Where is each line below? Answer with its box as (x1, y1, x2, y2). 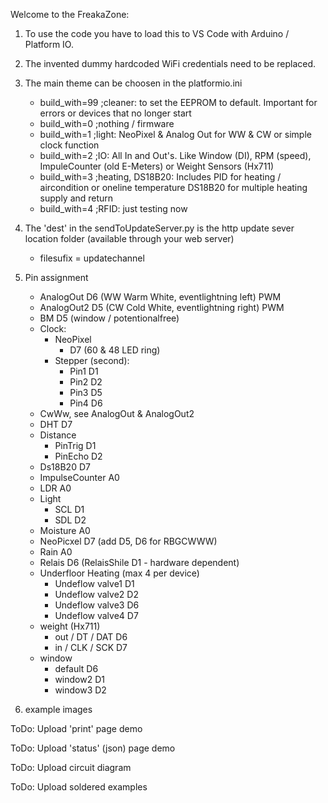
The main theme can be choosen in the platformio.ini (24, 77, 243, 89)
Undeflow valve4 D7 (54, 610, 139, 621)
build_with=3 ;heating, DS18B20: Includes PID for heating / (39, 171, 282, 183)
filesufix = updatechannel (39, 252, 145, 264)
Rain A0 (39, 546, 73, 558)
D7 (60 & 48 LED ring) (69, 344, 161, 356)
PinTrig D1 (54, 440, 97, 451)
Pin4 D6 (69, 397, 103, 409)
